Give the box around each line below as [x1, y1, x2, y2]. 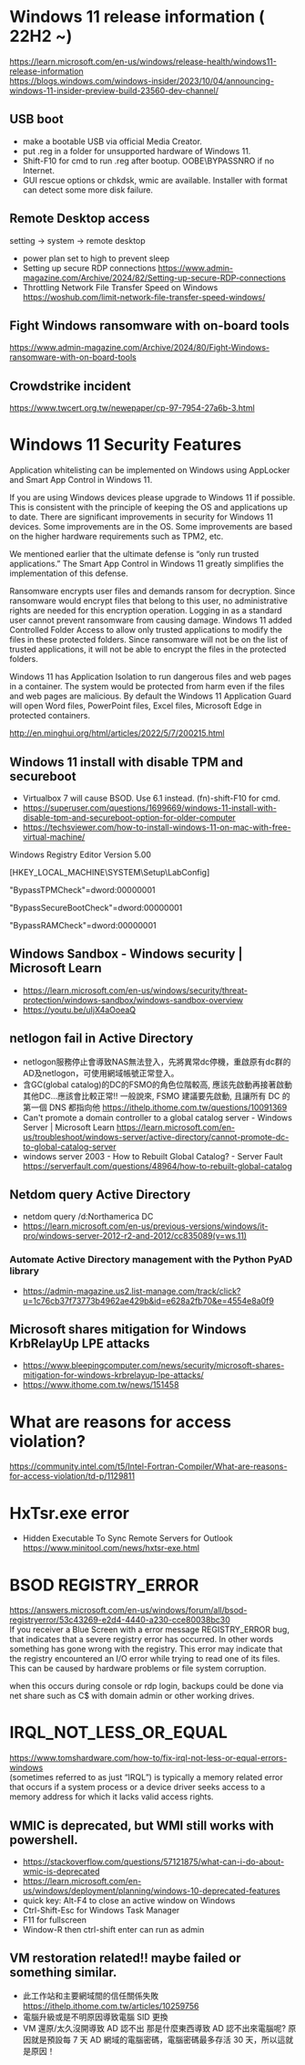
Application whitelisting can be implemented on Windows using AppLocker [9, 465, 290, 476]
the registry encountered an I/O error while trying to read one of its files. [9, 1653, 280, 1664]
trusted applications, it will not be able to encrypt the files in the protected [9, 644, 287, 655]
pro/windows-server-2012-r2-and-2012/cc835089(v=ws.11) [22, 1231, 248, 1242]
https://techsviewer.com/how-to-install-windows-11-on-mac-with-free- [22, 822, 291, 833]
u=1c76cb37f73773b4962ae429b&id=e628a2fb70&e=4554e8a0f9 [22, 1295, 275, 1306]
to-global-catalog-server [22, 1141, 117, 1152]
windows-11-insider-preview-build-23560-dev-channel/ [9, 85, 219, 96]
